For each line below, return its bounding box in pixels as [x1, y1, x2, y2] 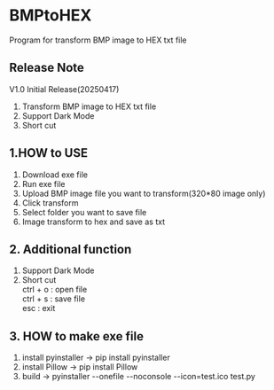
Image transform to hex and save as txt [21, 216, 166, 227]
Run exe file [21, 178, 66, 189]
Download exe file [21, 169, 89, 180]
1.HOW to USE [9, 145, 89, 160]
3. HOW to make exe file [9, 329, 145, 344]
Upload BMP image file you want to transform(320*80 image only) [21, 188, 266, 199]
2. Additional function [9, 241, 132, 257]
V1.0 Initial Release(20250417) [9, 83, 120, 94]
